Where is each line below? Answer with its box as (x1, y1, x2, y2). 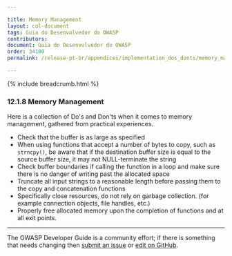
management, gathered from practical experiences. (7, 120, 154, 128)
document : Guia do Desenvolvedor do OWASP (7, 42, 131, 49)
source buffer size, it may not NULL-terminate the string (17, 155, 177, 164)
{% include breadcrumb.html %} (7, 79, 99, 88)
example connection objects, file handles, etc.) (17, 199, 151, 208)
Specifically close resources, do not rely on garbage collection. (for (17, 192, 209, 200)
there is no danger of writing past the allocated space (17, 170, 171, 178)
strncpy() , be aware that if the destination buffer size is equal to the (17, 148, 211, 156)
